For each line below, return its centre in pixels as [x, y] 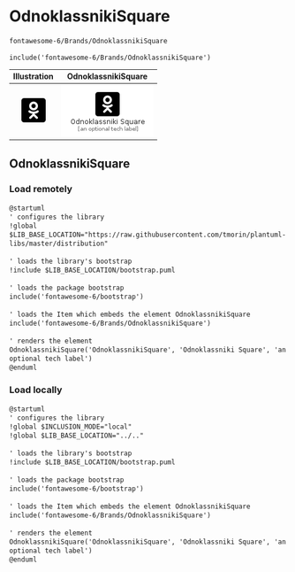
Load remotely [41, 189]
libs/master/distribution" [59, 243]
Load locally [36, 390]
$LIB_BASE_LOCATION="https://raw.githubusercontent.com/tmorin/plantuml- [148, 235]
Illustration [34, 76]
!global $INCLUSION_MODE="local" [71, 427]
